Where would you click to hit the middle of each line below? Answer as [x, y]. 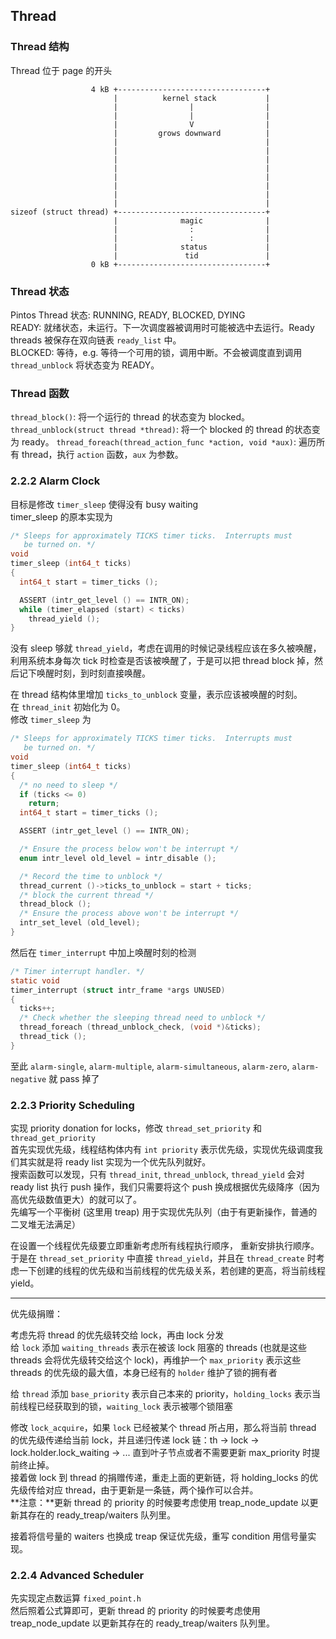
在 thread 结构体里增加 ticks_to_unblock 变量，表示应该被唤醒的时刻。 [156, 695]
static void [35, 980]
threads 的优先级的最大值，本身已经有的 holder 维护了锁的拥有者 [144, 1373]
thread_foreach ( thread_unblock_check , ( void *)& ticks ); [140, 1027]
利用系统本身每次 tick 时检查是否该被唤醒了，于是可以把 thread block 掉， [162, 661]
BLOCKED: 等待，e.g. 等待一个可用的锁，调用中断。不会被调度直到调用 [156, 352]
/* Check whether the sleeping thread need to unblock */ [143, 1018]
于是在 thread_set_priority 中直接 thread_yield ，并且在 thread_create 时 [163, 1258]
